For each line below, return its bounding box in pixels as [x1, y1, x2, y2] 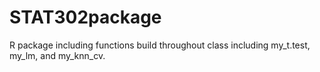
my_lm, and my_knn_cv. [9, 49, 106, 61]
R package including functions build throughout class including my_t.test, [9, 39, 311, 51]
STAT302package [9, 6, 162, 29]
